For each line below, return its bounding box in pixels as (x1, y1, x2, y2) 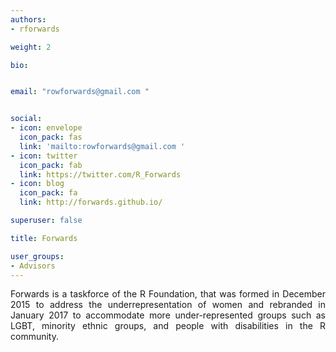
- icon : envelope (10, 123, 83, 133)
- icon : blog (10, 179, 65, 189)
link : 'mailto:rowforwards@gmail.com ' (19, 141, 186, 151)
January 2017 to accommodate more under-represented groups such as (10, 309, 326, 321)
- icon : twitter (10, 151, 78, 161)
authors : (10, 14, 47, 25)
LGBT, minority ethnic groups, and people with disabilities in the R (10, 320, 326, 332)
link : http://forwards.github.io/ (19, 197, 163, 208)
